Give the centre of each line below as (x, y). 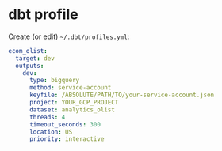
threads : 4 (47, 117)
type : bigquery (54, 81)
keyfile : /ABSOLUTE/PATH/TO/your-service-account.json (122, 95)
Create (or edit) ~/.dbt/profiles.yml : (69, 36)
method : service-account (70, 88)
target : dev (35, 58)
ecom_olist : (28, 51)
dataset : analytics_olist (72, 109)
